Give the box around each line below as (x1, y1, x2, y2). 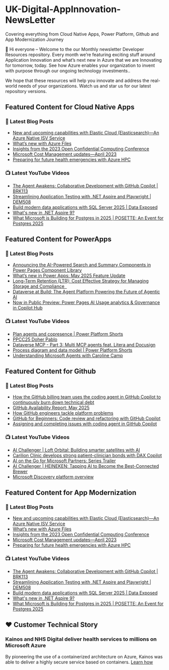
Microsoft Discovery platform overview (12, 474, 94, 480)
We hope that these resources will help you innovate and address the (5, 77, 150, 83)
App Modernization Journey (5, 36, 64, 42)
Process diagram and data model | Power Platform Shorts (12, 347, 133, 353)
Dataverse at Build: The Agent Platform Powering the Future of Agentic (12, 288, 160, 294)
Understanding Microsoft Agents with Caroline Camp (12, 352, 123, 359)
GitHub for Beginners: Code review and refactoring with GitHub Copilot (12, 415, 161, 421)
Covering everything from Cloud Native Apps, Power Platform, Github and (5, 31, 159, 37)
